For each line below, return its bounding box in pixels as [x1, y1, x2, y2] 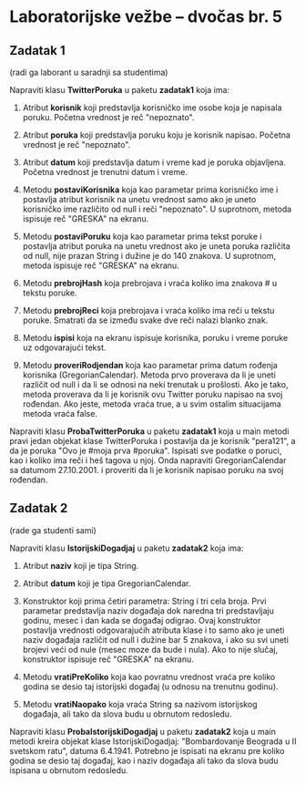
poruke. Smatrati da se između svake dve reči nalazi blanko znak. [22, 315, 269, 325]
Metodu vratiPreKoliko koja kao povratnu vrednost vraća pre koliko [22, 671, 276, 682]
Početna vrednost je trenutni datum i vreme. [22, 167, 188, 177]
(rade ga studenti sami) [9, 524, 97, 535]
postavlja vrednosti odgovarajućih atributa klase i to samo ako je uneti [22, 625, 285, 635]
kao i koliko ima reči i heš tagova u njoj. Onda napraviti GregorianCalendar [9, 455, 287, 466]
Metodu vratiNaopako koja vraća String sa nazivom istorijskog [22, 698, 258, 709]
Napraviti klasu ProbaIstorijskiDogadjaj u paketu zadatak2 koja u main [9, 726, 276, 737]
